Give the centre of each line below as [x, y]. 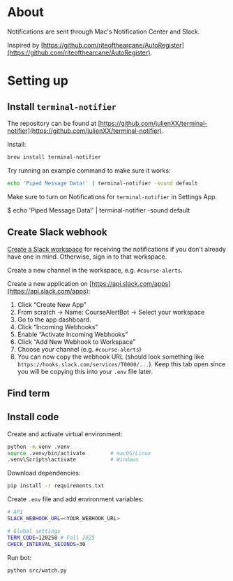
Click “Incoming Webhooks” [58, 327]
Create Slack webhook [57, 232]
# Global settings [34, 531]
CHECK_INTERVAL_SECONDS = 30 [46, 544]
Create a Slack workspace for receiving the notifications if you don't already [117, 249]
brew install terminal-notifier [54, 157]
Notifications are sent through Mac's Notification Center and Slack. [104, 31]
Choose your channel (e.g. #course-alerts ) [79, 349]
